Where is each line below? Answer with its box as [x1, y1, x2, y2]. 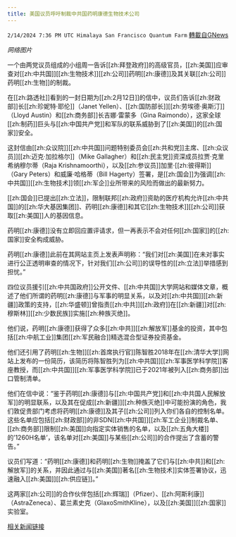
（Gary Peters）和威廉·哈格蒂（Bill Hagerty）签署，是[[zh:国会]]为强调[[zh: [7, 170, 226, 178]
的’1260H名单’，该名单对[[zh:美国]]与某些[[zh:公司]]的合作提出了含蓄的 [7, 433, 213, 441]
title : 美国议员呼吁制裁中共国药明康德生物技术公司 [7, 10, 139, 18]
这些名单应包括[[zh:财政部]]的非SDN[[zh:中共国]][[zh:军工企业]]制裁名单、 [7, 415, 223, 424]
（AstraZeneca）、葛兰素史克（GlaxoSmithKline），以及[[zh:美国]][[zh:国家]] [7, 498, 227, 507]
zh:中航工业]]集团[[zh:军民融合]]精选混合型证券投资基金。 [18, 333, 185, 341]
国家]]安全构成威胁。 [7, 235, 68, 243]
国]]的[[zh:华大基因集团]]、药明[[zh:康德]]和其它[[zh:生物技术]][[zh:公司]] [7, 202, 220, 211]
